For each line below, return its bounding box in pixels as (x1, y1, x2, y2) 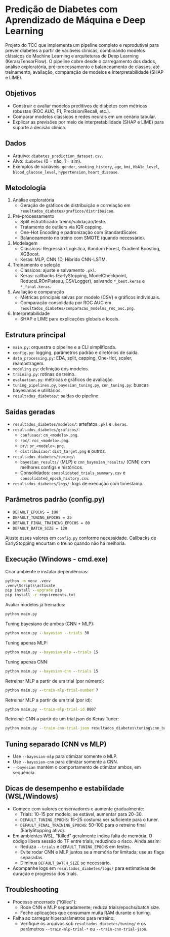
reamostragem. (12, 360, 45, 367)
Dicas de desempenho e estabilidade (5, 784, 124, 793)
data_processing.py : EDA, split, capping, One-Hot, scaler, (12, 355, 133, 361)
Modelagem (12, 240, 38, 246)
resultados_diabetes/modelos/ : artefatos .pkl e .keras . (12, 421, 128, 427)
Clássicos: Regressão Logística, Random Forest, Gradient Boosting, (20, 246, 161, 252)
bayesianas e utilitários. (12, 388, 62, 394)
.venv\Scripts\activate (5, 583, 56, 588)
